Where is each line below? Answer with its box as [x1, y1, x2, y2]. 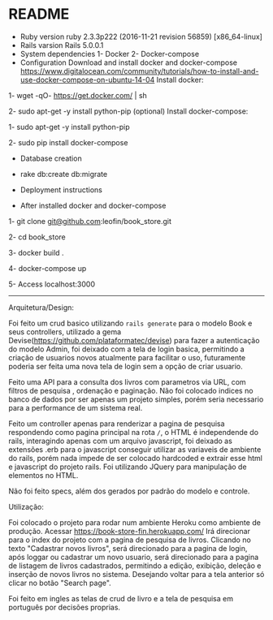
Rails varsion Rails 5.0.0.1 [19, 40, 104, 50]
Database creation [19, 153, 83, 163]
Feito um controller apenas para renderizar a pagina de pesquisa [8, 419, 225, 428]
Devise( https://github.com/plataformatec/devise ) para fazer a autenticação [8, 335, 260, 345]
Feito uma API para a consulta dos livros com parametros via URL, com [8, 377, 246, 386]
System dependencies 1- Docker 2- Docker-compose [19, 49, 200, 58]
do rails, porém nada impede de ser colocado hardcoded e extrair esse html [8, 453, 262, 463]
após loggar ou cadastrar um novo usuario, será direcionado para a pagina [8, 552, 259, 562]
